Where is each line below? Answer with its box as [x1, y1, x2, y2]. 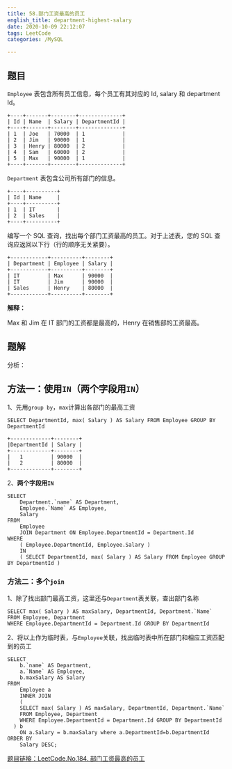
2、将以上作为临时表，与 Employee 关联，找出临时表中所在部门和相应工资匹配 [7, 633, 224, 642]
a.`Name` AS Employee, [19, 668, 85, 675]
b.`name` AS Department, [19, 662, 92, 669]
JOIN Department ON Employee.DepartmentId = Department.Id [19, 529, 194, 536]
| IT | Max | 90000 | [7, 272, 113, 279]
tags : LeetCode [7, 29, 51, 37]
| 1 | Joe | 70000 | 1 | [7, 130, 126, 137]
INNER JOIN [19, 692, 51, 699]
